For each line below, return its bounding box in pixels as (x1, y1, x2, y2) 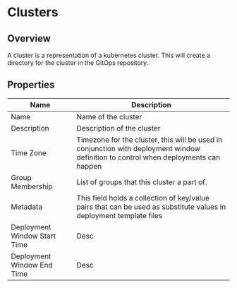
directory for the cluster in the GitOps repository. (7, 59, 149, 67)
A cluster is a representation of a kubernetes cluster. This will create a (7, 51, 210, 59)
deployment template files (76, 210, 163, 220)
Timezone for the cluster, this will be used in (76, 135, 223, 145)
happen (76, 161, 102, 171)
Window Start (11, 231, 56, 241)
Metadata (11, 202, 43, 212)
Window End (11, 260, 53, 270)
